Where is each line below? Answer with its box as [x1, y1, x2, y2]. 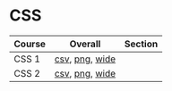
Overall [69, 37, 101, 50]
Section [124, 37, 159, 50]
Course [13, 37, 47, 50]
